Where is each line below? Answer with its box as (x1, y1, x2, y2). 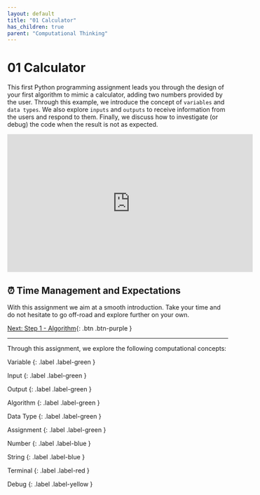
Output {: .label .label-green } (7, 385, 93, 393)
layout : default (7, 10, 55, 18)
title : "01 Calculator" (7, 17, 77, 24)
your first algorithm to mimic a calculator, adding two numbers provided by (7, 90, 223, 99)
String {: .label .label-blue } (7, 453, 85, 461)
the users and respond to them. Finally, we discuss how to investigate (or (7, 113, 219, 121)
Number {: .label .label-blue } (7, 439, 91, 447)
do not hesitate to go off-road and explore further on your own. (7, 311, 190, 319)
